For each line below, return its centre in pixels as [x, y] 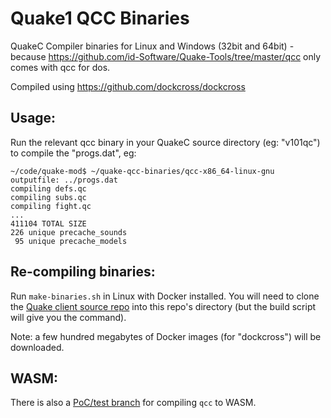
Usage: [33, 118]
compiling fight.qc [51, 206]
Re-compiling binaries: [83, 272]
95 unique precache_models [71, 241]
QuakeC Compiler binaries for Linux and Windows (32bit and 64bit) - [152, 46]
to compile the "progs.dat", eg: [73, 153]
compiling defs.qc [48, 188]
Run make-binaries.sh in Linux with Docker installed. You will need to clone [165, 296]
